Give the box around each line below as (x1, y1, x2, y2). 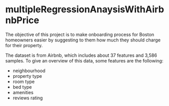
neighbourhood (12, 68, 46, 74)
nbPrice (5, 14, 39, 26)
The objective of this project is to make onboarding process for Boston (5, 31, 155, 37)
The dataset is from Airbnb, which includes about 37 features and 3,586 (5, 52, 157, 58)
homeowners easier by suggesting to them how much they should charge (5, 37, 161, 43)
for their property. (5, 42, 43, 48)
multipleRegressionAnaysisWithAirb (5, 4, 164, 15)
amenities (12, 89, 34, 95)
